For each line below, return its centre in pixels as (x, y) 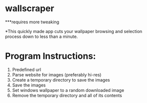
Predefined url (27, 69)
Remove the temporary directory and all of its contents (67, 95)
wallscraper (30, 9)
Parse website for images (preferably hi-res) (57, 75)
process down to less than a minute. (42, 36)
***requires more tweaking (32, 22)
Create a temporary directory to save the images (61, 80)
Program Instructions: (51, 56)
